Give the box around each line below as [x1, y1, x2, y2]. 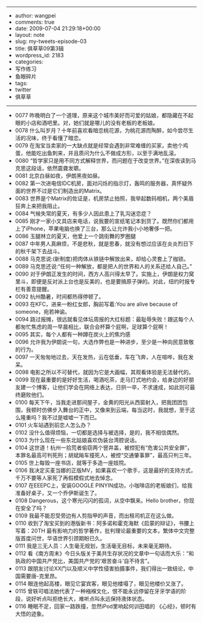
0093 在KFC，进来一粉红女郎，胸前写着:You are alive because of [14, 300, 178, 308]
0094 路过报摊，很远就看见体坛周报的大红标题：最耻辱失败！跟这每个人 [14, 315, 195, 323]
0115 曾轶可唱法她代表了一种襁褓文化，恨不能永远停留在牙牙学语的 [14, 587, 181, 595]
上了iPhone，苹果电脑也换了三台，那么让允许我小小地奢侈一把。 [14, 225, 176, 232]
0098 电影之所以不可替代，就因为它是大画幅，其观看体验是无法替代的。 [14, 369, 195, 375]
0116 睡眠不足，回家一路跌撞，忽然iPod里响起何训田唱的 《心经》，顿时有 [14, 602, 196, 610]
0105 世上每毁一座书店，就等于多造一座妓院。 [14, 459, 130, 466]
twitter [14, 86, 31, 93]
